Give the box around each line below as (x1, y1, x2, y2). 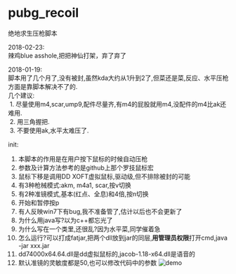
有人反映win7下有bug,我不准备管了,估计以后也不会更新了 (18, 207, 183, 215)
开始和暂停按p (18, 198, 60, 207)
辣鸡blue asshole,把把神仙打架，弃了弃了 (8, 51, 127, 60)
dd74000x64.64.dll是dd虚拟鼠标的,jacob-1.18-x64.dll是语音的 (18, 249, 195, 258)
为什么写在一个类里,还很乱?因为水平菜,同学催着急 (18, 224, 161, 233)
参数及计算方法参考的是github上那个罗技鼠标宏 (18, 163, 154, 172)
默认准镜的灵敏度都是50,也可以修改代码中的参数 (18, 258, 157, 267)
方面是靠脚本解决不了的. (8, 82, 78, 90)
